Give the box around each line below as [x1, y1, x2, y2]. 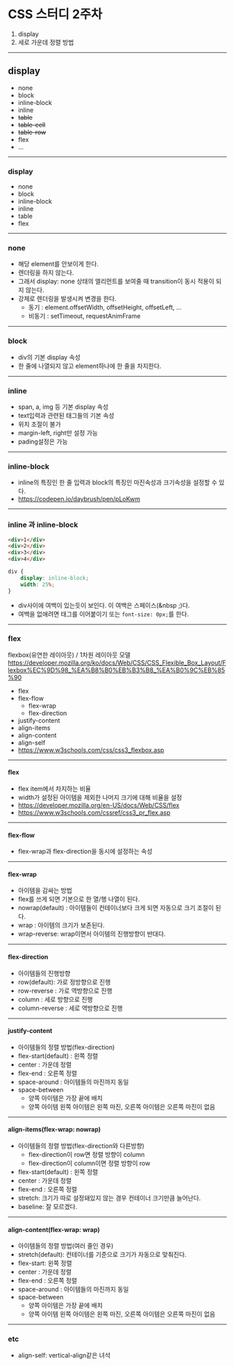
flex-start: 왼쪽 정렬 [17, 1259, 72, 1267]
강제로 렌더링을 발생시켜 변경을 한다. [17, 295, 117, 303]
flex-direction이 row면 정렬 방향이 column [28, 1150, 145, 1159]
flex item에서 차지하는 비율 [17, 785, 91, 793]
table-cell [17, 120, 46, 129]
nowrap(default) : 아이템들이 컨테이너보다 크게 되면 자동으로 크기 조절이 [17, 904, 215, 912]
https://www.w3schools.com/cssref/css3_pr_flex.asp [17, 808, 171, 817]
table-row [17, 128, 47, 136]
